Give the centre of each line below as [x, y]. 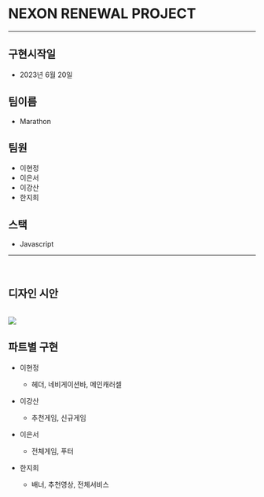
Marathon [35, 121]
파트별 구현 [33, 347]
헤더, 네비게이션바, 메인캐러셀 [76, 384]
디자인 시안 [33, 293]
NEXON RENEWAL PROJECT [102, 14]
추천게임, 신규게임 [59, 418]
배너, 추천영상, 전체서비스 [70, 484]
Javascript [37, 244]
